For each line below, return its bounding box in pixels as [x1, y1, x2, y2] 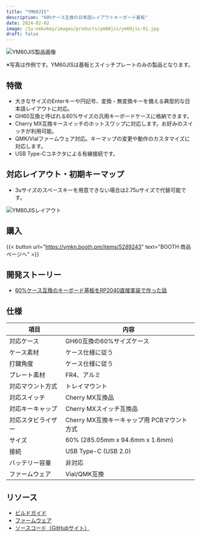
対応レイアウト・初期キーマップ [6, 169, 124, 180]
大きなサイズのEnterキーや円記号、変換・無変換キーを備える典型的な [14, 97, 185, 105]
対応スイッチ [9, 393, 46, 402]
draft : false [6, 31, 39, 37]
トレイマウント [65, 382, 108, 390]
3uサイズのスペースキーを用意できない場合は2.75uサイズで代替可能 [14, 186, 181, 193]
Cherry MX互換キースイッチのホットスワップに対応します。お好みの [14, 120, 183, 127]
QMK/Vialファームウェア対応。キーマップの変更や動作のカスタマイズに [14, 135, 190, 142]
